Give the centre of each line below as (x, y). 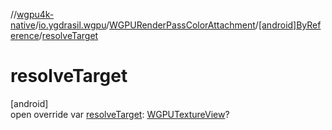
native (23, 25)
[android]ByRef (290, 25)
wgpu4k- (35, 14)
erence (25, 35)
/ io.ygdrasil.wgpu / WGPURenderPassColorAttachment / (146, 25)
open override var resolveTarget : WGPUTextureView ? (120, 114)
